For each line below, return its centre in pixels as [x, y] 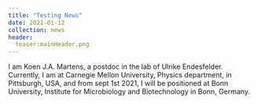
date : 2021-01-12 [37, 23]
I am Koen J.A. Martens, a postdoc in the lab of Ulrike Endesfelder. [116, 66]
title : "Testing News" [45, 15]
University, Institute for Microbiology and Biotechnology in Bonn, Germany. [129, 91]
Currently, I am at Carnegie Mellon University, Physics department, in [120, 75]
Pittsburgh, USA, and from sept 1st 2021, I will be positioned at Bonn [118, 84]
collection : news [37, 30]
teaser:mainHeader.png [52, 45]
